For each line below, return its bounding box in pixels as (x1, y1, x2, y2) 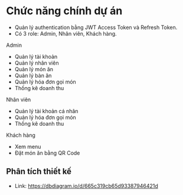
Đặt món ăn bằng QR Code (14, 149, 80, 156)
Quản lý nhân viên (14, 59, 59, 66)
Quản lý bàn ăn (14, 72, 52, 79)
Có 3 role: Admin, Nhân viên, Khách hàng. (14, 30, 117, 37)
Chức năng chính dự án (6, 4, 123, 18)
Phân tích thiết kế (6, 167, 72, 177)
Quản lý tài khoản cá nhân (14, 107, 79, 114)
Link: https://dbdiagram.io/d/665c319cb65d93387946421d (14, 182, 158, 189)
